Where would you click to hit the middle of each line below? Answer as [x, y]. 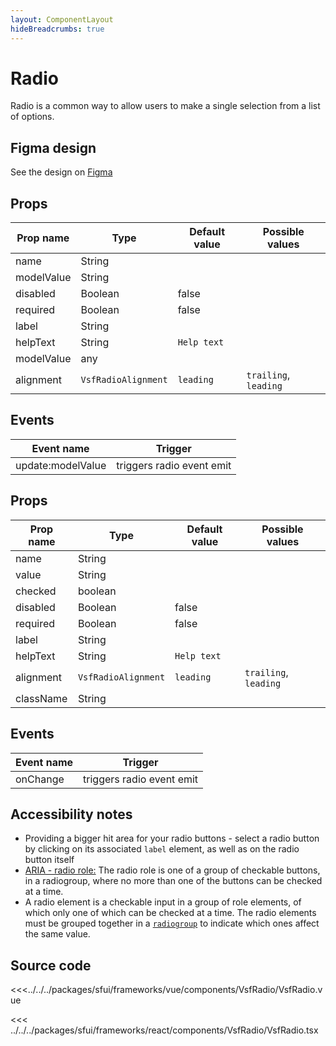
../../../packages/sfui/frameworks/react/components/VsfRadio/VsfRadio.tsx [164, 1030]
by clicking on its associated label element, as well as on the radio [162, 849]
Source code [51, 965]
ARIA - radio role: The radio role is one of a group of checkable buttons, [172, 870]
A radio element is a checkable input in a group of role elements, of [163, 902]
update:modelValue [61, 465]
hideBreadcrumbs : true [57, 29]
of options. [32, 117]
